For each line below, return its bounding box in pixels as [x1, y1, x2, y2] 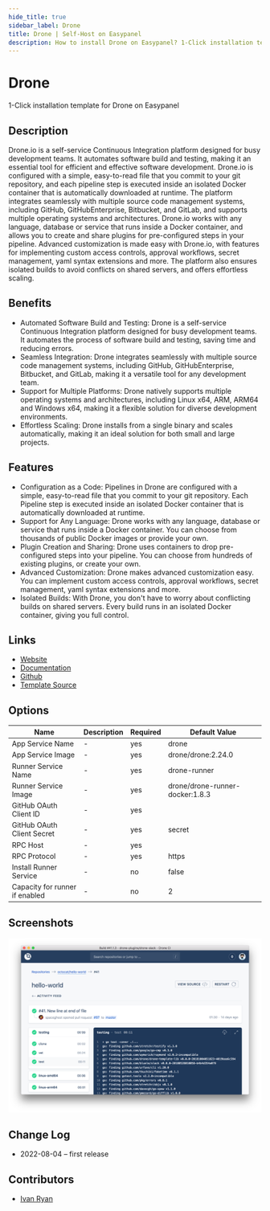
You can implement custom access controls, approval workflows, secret [19, 575, 259, 586]
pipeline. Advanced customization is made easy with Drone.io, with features [8, 239, 260, 248]
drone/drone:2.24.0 [167, 750, 234, 759]
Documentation [19, 663, 72, 673]
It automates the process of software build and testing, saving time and [19, 334, 256, 345]
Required [129, 727, 162, 737]
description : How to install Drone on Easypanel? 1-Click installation [8, 39, 253, 47]
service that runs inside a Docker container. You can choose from [19, 525, 237, 534]
